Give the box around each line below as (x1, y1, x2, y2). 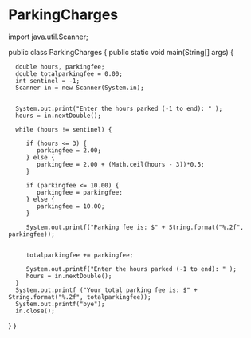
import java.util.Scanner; (8, 32, 89, 41)
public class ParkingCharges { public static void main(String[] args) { (8, 47, 233, 57)
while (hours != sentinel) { (15, 125, 112, 133)
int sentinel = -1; (15, 77, 80, 84)
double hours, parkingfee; (15, 62, 105, 71)
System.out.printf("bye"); (15, 300, 105, 308)
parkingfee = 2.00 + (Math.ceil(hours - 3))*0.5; (37, 160, 205, 168)
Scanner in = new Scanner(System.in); (15, 84, 145, 92)
